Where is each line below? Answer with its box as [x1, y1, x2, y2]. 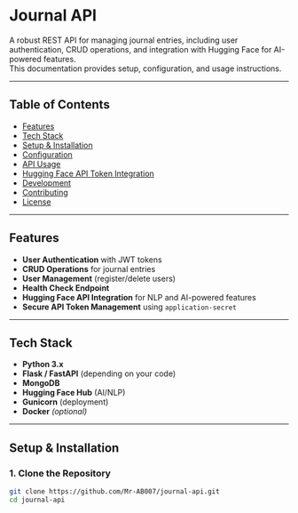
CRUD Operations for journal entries [21, 263, 156, 274]
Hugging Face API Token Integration [21, 168, 155, 179]
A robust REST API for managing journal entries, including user [9, 35, 239, 45]
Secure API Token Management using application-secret [21, 301, 237, 312]
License [21, 196, 51, 207]
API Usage [21, 158, 61, 169]
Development [21, 177, 72, 188]
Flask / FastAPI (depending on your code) [21, 368, 176, 379]
